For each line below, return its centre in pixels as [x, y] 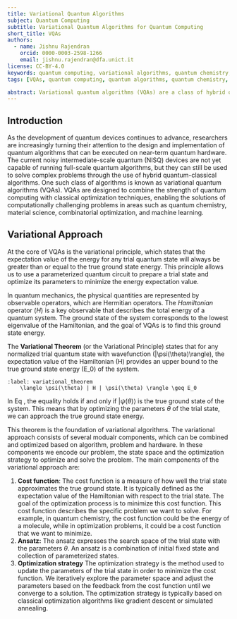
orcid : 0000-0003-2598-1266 [61, 54]
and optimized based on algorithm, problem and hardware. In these [105, 444]
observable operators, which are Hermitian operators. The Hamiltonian [110, 302]
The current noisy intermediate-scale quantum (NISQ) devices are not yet [114, 160]
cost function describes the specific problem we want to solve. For [115, 510]
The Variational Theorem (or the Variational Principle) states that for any [113, 346]
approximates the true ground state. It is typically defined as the [110, 488]
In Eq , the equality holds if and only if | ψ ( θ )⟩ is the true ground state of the [116, 401]
